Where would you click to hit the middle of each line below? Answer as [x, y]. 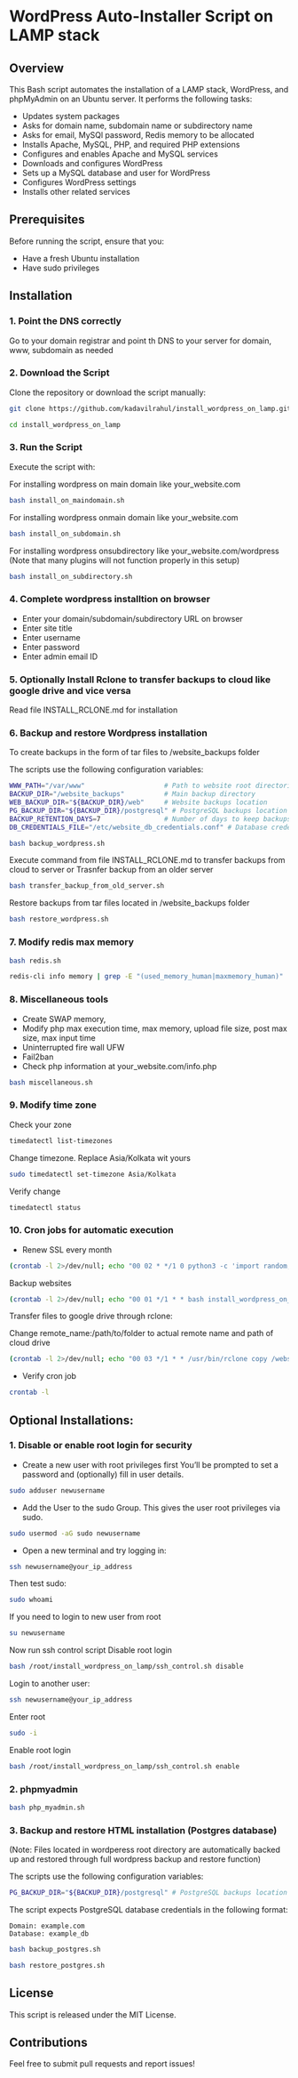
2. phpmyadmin [43, 1789]
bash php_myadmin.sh [47, 1808]
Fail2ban [38, 1057]
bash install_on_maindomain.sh [67, 500]
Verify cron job [49, 1376]
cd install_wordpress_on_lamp [65, 424]
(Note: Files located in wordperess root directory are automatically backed [145, 1850]
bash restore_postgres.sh [57, 1965]
